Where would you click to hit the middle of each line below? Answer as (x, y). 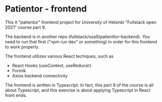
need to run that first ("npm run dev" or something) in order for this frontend (81, 41)
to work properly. (22, 47)
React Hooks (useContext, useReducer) (52, 65)
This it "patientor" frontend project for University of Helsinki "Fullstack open (81, 22)
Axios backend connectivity (40, 76)
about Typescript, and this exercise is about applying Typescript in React (78, 90)
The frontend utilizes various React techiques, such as (59, 56)
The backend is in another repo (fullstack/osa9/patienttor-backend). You (78, 37)
